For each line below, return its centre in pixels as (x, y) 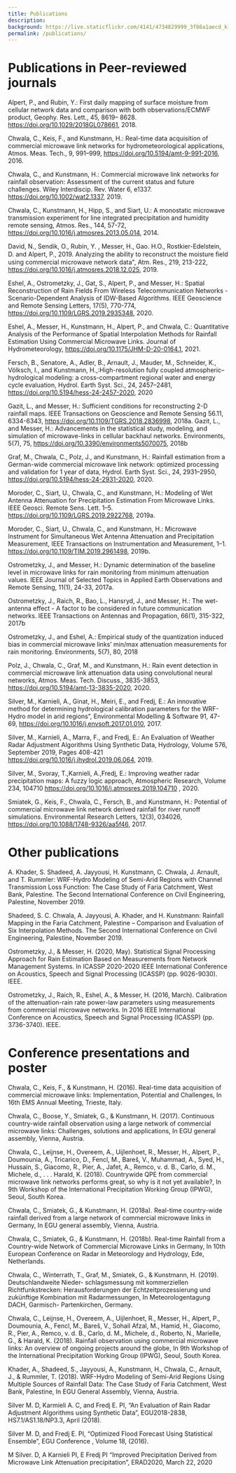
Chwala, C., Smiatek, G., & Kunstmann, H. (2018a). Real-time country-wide (115, 1210)
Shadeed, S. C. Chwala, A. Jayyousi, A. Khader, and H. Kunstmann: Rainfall (116, 916)
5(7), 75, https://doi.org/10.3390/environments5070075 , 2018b (98, 444)
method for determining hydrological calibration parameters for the (105, 709)
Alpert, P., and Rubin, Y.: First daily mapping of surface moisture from (108, 103)
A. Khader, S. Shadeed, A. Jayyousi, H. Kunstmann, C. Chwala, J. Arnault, (114, 872)
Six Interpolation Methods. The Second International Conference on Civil (112, 930)
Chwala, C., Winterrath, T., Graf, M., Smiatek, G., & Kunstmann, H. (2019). (113, 1275)
